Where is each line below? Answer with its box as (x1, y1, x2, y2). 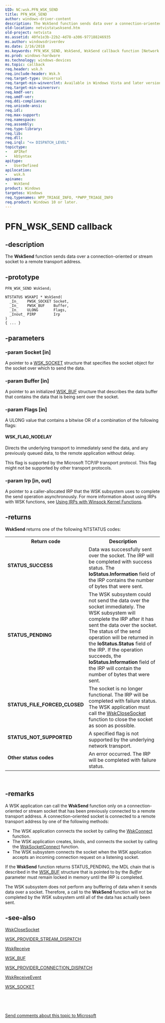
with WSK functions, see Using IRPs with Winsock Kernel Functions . (5, 499, 143, 505)
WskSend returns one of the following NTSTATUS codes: (5, 526, 121, 532)
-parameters (5, 334, 45, 342)
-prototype (5, 273, 39, 281)
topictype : (5, 145, 27, 150)
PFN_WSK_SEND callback (5, 221, 113, 232)
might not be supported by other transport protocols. (5, 465, 112, 471)
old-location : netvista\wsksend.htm (5, 26, 80, 31)
